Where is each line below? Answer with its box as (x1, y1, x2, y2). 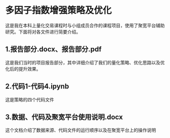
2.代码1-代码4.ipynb (5, 82, 69, 91)
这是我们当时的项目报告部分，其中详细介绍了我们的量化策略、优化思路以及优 (5, 59, 165, 65)
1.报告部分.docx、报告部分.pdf (5, 45, 102, 54)
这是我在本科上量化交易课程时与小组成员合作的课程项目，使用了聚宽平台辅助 (5, 22, 165, 28)
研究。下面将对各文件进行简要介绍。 (5, 28, 81, 34)
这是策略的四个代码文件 (5, 96, 54, 102)
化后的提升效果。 (5, 65, 41, 72)
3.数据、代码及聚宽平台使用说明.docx (5, 113, 123, 121)
